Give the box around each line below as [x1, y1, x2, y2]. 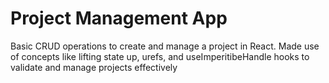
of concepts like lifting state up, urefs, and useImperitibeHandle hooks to [10, 50, 310, 62]
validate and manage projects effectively [10, 61, 178, 73]
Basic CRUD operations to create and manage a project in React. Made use [10, 40, 320, 52]
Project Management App [10, 7, 228, 30]
